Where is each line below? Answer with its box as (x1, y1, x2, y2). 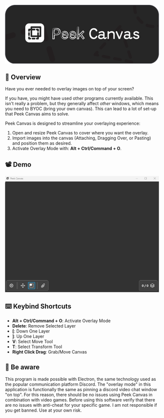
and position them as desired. (12, 140, 72, 146)
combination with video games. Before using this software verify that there (5, 396, 155, 403)
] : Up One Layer (12, 333, 44, 339)
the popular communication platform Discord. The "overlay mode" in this (5, 381, 151, 387)
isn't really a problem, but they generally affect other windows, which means (5, 101, 159, 107)
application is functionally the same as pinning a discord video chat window (5, 386, 157, 392)
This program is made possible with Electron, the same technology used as (5, 376, 156, 382)
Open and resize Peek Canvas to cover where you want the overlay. (12, 130, 149, 136)
